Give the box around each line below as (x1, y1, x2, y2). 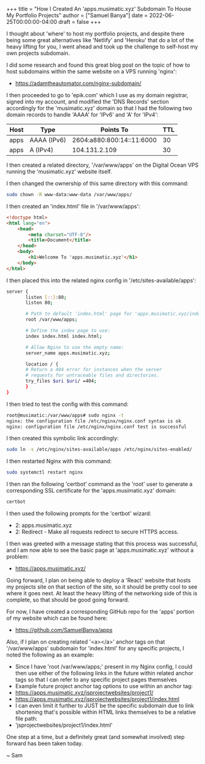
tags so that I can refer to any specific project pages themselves (15, 676, 178, 683)
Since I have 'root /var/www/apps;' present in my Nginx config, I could (15, 663, 193, 670)
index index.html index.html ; (25, 333, 103, 339)
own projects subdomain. (6, 50, 70, 57)
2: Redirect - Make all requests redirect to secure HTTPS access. (15, 528, 179, 535)
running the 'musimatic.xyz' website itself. (6, 168, 112, 175)
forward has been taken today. (6, 740, 84, 747)
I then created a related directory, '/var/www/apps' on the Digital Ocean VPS (6, 161, 199, 169)
